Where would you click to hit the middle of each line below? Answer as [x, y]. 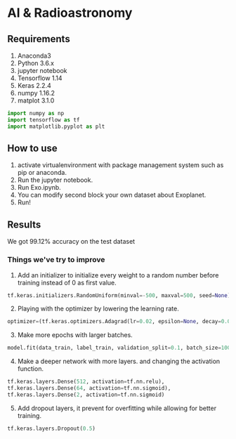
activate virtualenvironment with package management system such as [120, 165]
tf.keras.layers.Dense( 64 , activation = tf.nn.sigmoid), [89, 388]
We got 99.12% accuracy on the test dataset [71, 242]
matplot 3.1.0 [36, 100]
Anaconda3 [34, 55]
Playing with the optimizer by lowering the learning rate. [98, 309]
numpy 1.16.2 [36, 93]
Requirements [39, 39]
